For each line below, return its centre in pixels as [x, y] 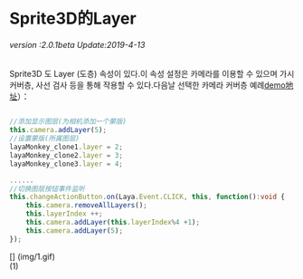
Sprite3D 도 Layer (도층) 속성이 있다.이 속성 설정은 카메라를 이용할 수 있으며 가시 [152, 74]
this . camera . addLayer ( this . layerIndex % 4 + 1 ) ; [113, 223]
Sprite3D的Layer [73, 19]
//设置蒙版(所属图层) [44, 139]
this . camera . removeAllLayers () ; [86, 206]
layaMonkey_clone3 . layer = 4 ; [66, 164]
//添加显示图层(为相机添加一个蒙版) [68, 122]
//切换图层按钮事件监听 [47, 188]
